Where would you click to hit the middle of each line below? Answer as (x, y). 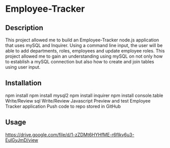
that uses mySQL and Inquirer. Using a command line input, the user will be (84, 45)
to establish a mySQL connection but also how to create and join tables (80, 61)
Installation (23, 83)
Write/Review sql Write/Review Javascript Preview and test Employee (78, 101)
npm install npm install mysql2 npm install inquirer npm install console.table (84, 95)
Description (24, 28)
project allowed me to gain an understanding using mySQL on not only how (84, 56)
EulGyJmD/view (22, 140)
